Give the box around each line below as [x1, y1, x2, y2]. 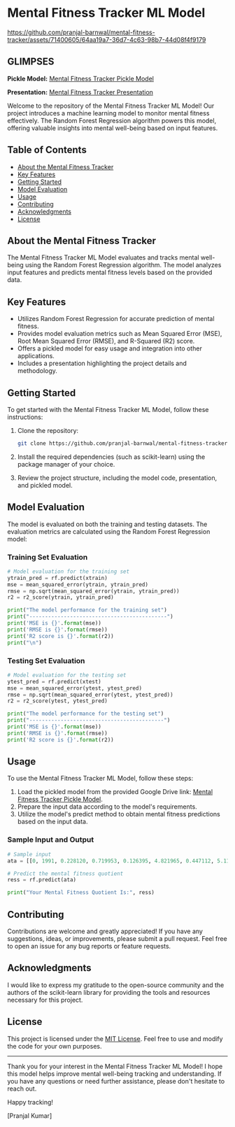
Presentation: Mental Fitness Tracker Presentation [7, 87, 154, 96]
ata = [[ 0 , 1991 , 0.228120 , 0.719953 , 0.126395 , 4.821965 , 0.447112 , [7, 857, 215, 865]
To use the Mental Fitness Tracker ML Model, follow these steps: [7, 774, 194, 783]
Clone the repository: [17, 427, 79, 434]
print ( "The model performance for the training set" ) [7, 607, 168, 614]
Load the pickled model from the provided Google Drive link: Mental [17, 788, 213, 796]
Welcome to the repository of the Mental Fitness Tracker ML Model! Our [7, 101, 215, 110]
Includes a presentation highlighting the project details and [17, 359, 187, 368]
